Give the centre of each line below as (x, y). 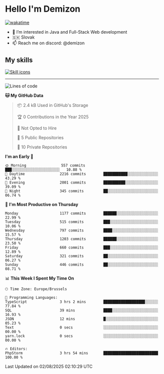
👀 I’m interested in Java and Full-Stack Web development (70, 32)
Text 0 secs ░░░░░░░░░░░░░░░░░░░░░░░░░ (82, 327)
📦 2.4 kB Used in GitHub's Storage (53, 105)
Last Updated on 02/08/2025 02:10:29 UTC (49, 366)
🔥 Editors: (16, 349)
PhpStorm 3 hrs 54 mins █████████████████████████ (82, 353)
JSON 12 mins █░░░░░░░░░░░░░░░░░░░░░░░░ (82, 319)
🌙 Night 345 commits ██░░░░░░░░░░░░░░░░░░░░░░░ (82, 191)
